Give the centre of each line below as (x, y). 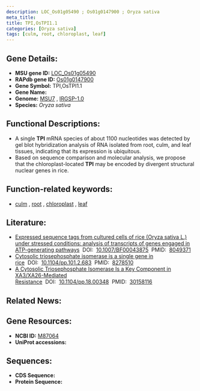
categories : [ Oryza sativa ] (41, 29)
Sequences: (29, 361)
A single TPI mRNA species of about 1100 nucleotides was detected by (102, 138)
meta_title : (21, 17)
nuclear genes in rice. (42, 170)
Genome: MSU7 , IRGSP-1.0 (49, 98)
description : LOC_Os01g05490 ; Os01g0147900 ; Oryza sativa (83, 12)
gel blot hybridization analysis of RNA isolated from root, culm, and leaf (103, 144)
